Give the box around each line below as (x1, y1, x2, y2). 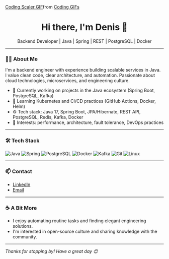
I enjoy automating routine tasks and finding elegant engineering (12, 218, 146, 224)
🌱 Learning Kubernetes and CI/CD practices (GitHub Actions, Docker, (12, 98, 156, 104)
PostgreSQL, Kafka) (12, 93, 54, 99)
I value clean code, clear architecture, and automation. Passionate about (5, 72, 155, 79)
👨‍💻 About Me (5, 55, 38, 62)
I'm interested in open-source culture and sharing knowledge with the (12, 228, 157, 235)
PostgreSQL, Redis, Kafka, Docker (12, 114, 83, 120)
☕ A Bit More (5, 204, 37, 211)
